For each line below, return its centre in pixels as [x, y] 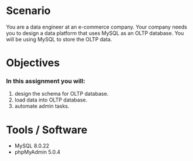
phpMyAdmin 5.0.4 [37, 152]
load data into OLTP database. [51, 100]
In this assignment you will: [46, 81]
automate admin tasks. [42, 106]
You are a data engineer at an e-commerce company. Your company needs [96, 27]
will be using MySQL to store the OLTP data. [59, 39]
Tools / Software [47, 130]
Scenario [28, 11]
